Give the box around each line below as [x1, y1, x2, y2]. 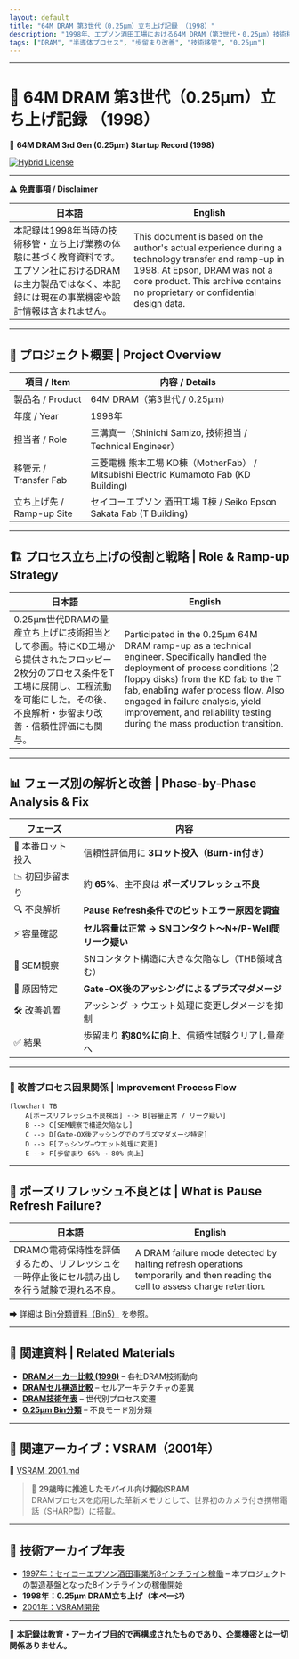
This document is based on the [133, 231, 263, 243]
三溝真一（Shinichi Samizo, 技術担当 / [90, 427, 247, 439]
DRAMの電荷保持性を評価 [13, 1244, 121, 1256]
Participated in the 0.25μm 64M [124, 628, 258, 640]
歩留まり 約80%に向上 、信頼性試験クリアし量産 [83, 1029, 285, 1041]
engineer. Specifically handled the [124, 650, 267, 662]
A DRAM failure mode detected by [134, 1246, 278, 1259]
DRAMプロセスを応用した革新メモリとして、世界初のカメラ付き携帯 [30, 1495, 280, 1506]
